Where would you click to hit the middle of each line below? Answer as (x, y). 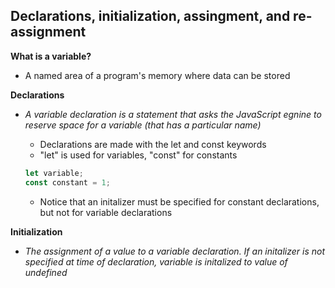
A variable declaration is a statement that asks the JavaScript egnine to (173, 114)
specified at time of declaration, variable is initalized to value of (156, 261)
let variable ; (54, 173)
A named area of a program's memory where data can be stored (157, 75)
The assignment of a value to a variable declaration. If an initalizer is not (175, 251)
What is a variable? (51, 56)
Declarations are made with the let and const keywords (153, 144)
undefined (46, 272)
